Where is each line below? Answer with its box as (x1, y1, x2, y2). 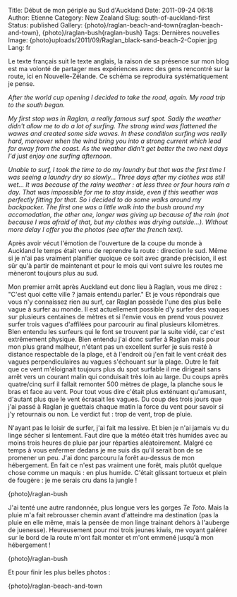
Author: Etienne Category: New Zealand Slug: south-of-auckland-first (8, 13, 210, 22)
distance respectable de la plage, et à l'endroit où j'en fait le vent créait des (8, 350, 227, 358)
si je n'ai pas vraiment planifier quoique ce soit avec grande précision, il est (8, 254, 227, 262)
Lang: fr (8, 44, 31, 51)
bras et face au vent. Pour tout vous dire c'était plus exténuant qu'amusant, (8, 388, 227, 395)
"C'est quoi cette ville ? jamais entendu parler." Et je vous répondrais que (8, 290, 220, 298)
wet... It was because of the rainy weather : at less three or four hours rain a (8, 180, 230, 189)
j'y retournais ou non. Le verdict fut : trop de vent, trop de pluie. (8, 410, 193, 418)
